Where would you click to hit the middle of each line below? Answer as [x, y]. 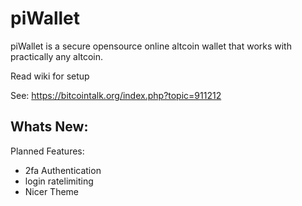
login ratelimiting [59, 181]
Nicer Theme [52, 191]
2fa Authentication [63, 170]
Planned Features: [47, 151]
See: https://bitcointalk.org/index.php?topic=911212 [116, 95]
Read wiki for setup [50, 76]
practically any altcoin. [57, 56]
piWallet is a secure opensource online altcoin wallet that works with [151, 46]
